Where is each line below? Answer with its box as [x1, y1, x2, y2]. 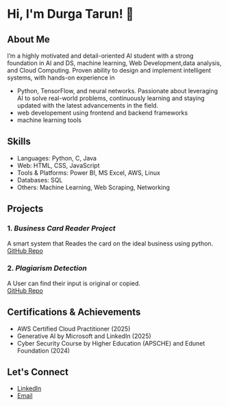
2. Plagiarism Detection [7, 263, 87, 273]
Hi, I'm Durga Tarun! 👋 [7, 6, 134, 22]
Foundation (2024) [16, 346, 71, 355]
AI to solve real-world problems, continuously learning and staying [16, 94, 205, 102]
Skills [7, 136, 31, 147]
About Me [7, 34, 50, 45]
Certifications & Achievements [7, 307, 141, 318]
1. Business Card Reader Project [7, 224, 116, 233]
